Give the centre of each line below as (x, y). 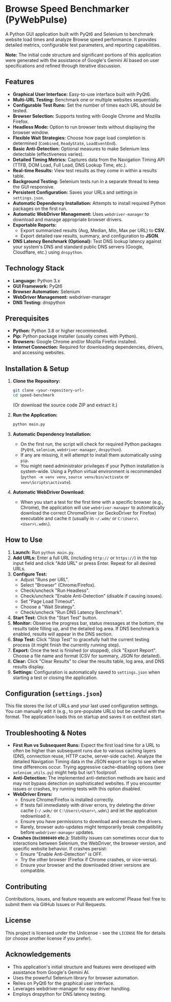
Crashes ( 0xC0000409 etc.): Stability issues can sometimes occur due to (88, 838)
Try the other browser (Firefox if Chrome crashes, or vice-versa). (89, 860)
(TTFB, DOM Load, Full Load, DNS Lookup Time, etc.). (70, 165)
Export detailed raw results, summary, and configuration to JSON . (90, 236)
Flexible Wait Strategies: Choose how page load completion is (79, 138)
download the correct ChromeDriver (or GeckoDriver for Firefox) (88, 513)
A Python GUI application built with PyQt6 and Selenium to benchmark (79, 34)
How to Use (24, 540)
